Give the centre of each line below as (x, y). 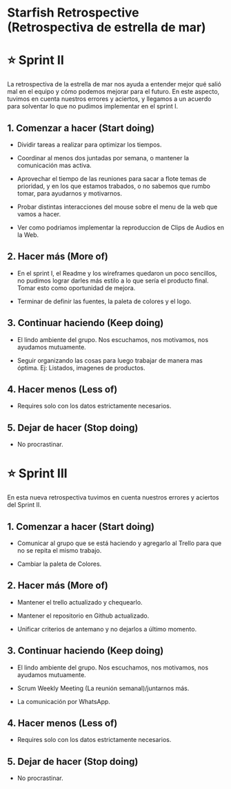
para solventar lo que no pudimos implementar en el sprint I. (93, 106)
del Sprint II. (24, 505)
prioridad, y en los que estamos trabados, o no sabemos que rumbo (113, 186)
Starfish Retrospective (73, 13)
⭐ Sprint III (37, 474)
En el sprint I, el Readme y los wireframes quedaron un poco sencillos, (117, 273)
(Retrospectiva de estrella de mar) (107, 27)
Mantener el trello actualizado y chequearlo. (80, 602)
